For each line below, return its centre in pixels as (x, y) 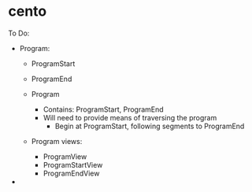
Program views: (57, 141)
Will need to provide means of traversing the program (130, 117)
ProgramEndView (71, 173)
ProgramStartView (73, 164)
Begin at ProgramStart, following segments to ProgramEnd (150, 126)
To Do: (19, 33)
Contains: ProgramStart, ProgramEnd (103, 109)
